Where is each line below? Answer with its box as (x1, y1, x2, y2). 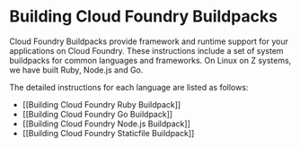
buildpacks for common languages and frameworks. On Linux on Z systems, (9, 55, 292, 65)
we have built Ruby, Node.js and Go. (9, 65, 144, 75)
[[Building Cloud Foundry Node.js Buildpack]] (22, 118, 190, 129)
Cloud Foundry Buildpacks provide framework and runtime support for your (9, 36, 289, 47)
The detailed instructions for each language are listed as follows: (9, 82, 249, 92)
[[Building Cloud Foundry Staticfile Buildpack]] (22, 127, 195, 138)
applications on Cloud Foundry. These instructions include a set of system (9, 45, 285, 56)
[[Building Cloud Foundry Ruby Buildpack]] (22, 99, 181, 109)
